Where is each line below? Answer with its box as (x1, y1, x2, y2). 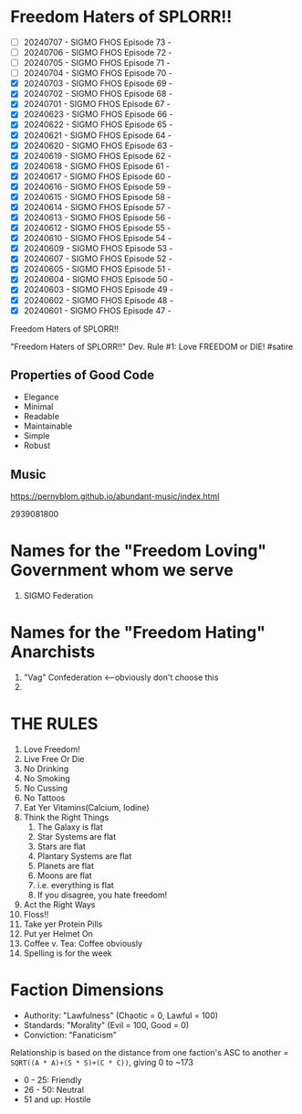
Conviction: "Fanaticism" (23, 1030, 118, 1040)
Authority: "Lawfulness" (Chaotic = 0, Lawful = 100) (23, 1010, 218, 1021)
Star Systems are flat (36, 832, 117, 843)
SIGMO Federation (23, 590, 94, 601)
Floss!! (23, 909, 49, 920)
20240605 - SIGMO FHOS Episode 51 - (23, 263, 172, 275)
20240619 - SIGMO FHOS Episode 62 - (23, 150, 172, 161)
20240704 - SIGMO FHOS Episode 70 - (23, 68, 172, 79)
